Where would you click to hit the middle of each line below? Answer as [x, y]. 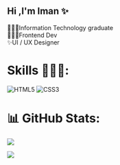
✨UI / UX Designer [33, 42]
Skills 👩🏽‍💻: [38, 71]
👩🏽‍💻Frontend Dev [32, 35]
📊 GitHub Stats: [54, 118]
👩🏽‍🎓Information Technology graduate [60, 27]
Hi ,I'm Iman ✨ [38, 11]
